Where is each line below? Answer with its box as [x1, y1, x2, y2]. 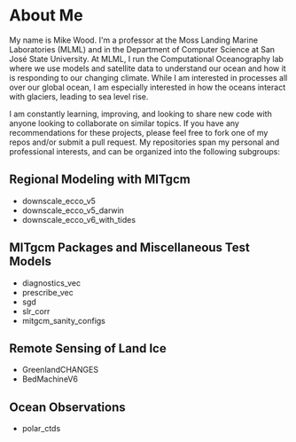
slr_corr [21, 305, 51, 316]
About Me [9, 5, 83, 26]
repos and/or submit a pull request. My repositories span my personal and [9, 137, 280, 147]
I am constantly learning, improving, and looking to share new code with [9, 108, 272, 119]
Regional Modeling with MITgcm [9, 172, 191, 187]
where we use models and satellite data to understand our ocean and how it [9, 63, 286, 74]
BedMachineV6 [21, 374, 78, 384]
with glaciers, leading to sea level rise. [9, 91, 149, 102]
